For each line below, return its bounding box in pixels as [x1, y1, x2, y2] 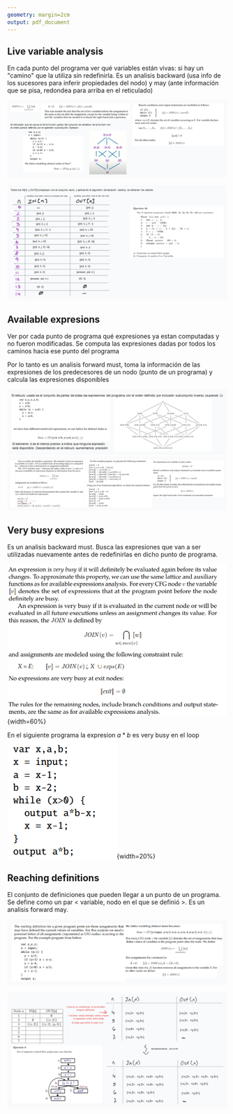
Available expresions [7, 313, 100, 325]
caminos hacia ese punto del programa [7, 347, 120, 355]
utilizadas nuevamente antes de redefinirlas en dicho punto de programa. [7, 550, 218, 559]
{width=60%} [7, 717, 47, 726]
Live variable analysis [7, 45, 103, 57]
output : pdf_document [7, 18, 70, 26]
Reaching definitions [7, 872, 100, 884]
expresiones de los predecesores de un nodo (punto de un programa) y [7, 368, 213, 376]
